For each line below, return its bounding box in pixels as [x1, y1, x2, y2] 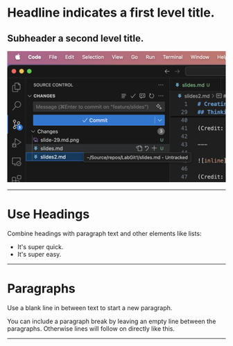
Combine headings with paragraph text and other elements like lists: [7, 229, 202, 237]
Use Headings [7, 206, 90, 222]
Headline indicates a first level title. [7, 5, 215, 21]
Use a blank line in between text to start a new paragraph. [7, 303, 173, 312]
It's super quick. [17, 242, 64, 251]
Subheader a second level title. [7, 33, 144, 44]
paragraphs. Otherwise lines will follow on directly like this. [7, 324, 175, 333]
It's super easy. [17, 250, 62, 258]
